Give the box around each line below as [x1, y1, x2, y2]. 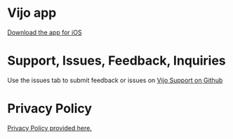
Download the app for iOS [7, 28, 82, 37]
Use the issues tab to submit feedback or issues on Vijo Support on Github [7, 76, 223, 84]
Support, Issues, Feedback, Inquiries [7, 53, 226, 69]
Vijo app [7, 5, 57, 21]
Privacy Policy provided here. [7, 124, 93, 132]
